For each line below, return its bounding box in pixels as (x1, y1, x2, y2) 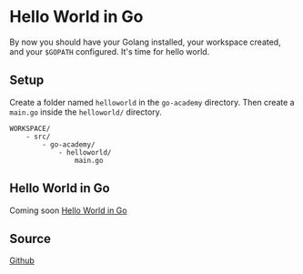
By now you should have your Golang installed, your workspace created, (9, 36, 281, 47)
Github (9, 255, 35, 266)
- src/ (25, 132, 51, 141)
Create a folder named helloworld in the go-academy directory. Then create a (9, 96, 295, 107)
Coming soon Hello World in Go (9, 205, 127, 216)
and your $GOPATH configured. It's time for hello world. (9, 46, 210, 56)
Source (9, 230, 52, 247)
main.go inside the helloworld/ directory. (9, 107, 162, 117)
